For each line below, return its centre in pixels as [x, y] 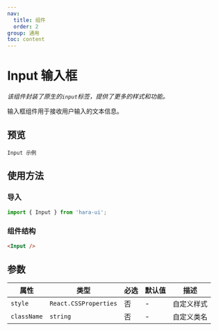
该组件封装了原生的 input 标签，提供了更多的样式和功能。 [88, 96]
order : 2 [26, 26]
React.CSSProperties [84, 304]
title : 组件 [30, 20]
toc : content [26, 40]
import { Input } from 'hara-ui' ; [57, 212]
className [27, 317]
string [60, 317]
